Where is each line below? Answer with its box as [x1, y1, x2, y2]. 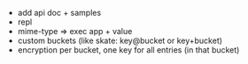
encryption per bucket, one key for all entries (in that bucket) [17, 45, 240, 55]
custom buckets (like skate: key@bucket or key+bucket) [17, 35, 223, 46]
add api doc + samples [17, 8, 102, 18]
